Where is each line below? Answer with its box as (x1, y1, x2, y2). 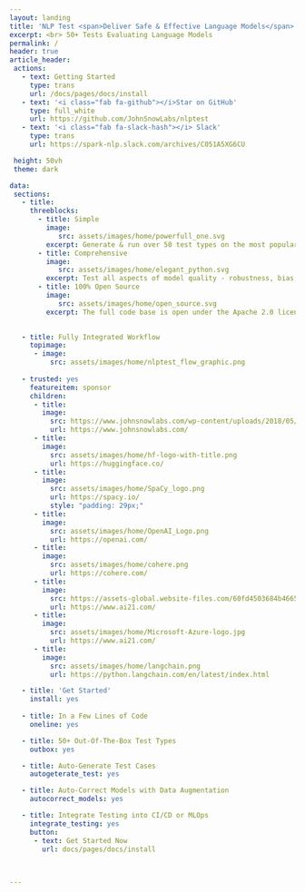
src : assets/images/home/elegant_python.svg (57, 265, 230, 275)
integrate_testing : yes (29, 818, 120, 828)
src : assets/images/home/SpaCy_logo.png (49, 485, 205, 494)
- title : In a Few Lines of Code (21, 711, 148, 720)
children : (29, 391, 67, 400)
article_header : (9, 55, 71, 64)
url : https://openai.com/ (49, 534, 148, 544)
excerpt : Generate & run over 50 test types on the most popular (45, 240, 299, 250)
